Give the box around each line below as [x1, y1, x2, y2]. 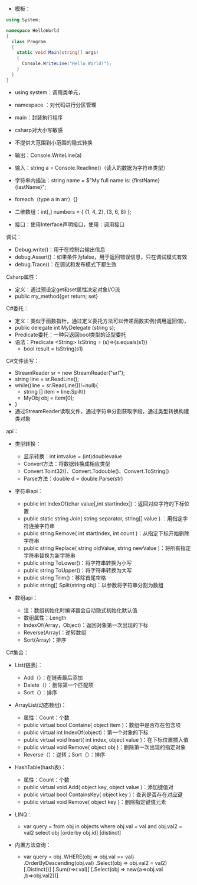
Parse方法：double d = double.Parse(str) [23, 475, 123, 482]
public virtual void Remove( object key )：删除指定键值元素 [23, 798, 166, 805]
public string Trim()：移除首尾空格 [23, 574, 106, 581]
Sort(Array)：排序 [23, 636, 67, 643]
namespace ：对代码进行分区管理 [14, 101, 97, 108]
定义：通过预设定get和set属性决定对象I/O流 [14, 286, 120, 293]
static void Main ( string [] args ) [17, 50, 99, 56]
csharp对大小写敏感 [14, 126, 63, 133]
